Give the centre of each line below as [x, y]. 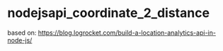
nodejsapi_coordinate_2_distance [109, 13]
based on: [22, 33]
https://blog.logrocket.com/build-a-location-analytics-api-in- [127, 33]
